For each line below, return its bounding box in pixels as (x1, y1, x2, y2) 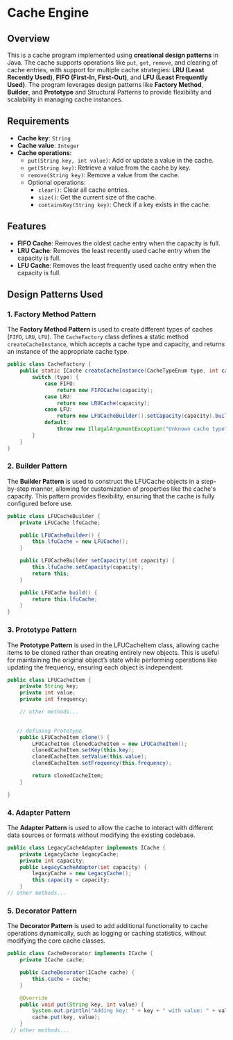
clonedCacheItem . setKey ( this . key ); (32, 747, 135, 754)
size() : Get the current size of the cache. (37, 193, 157, 201)
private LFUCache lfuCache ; (19, 519, 101, 526)
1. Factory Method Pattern (7, 309, 96, 319)
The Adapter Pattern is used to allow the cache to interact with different (7, 823, 214, 831)
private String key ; (19, 683, 79, 690)
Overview (7, 33, 51, 44)
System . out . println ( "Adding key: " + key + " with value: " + (32, 1007, 216, 1014)
